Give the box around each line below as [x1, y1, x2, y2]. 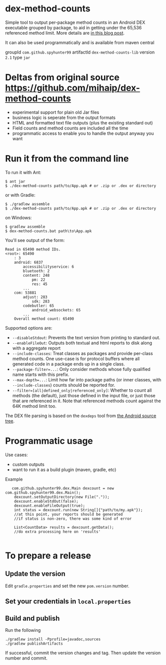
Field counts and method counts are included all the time [12, 125, 129, 131]
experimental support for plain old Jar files [12, 109, 100, 115]
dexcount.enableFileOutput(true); [14, 503, 85, 508]
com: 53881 [14, 290, 37, 295]
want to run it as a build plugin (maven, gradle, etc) [12, 467, 116, 473]
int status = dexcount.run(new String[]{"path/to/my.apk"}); [14, 507, 143, 512]
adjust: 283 [23, 295, 48, 300]
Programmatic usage [5, 435, 93, 446]
